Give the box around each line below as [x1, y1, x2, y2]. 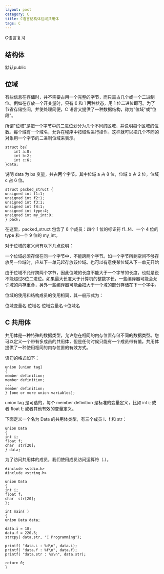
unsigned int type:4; [5, 208, 49, 213]
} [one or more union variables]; [5, 390, 76, 395]
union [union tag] [5, 365, 42, 369]
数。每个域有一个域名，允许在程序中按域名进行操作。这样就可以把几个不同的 [5, 129, 159, 135]
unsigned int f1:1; [5, 191, 45, 196]
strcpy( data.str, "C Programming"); [5, 534, 82, 540]
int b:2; [14, 153, 32, 158]
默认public [5, 65, 26, 70]
